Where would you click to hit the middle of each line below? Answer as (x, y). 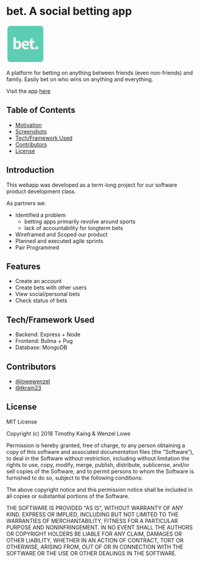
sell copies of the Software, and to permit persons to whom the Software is (100, 471)
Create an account (38, 281)
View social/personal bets (47, 294)
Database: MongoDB (41, 348)
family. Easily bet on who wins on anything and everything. (80, 79)
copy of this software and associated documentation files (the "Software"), (100, 452)
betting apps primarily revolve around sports (80, 222)
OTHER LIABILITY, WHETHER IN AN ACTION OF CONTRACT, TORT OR (95, 540)
